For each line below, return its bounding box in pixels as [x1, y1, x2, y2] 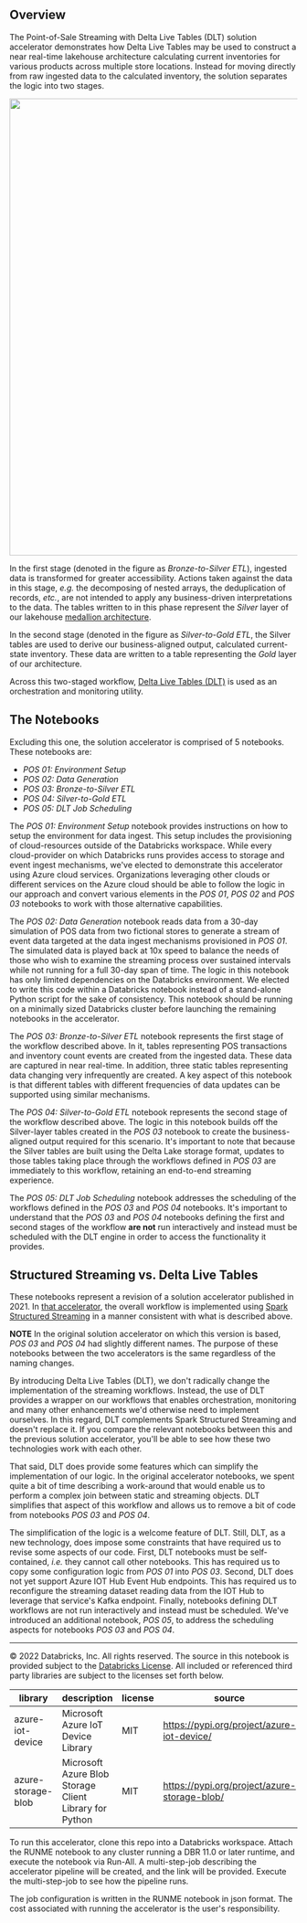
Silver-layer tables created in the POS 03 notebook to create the [9, 1126, 251, 1137]
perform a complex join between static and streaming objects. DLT [9, 1490, 260, 1502]
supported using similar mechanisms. [9, 1089, 151, 1100]
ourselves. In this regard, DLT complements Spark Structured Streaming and [9, 1414, 297, 1425]
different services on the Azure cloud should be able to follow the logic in [9, 878, 285, 889]
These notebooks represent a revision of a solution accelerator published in [9, 1291, 294, 1302]
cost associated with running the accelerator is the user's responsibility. [9, 1903, 281, 1914]
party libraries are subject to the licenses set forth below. [9, 1670, 224, 1681]
